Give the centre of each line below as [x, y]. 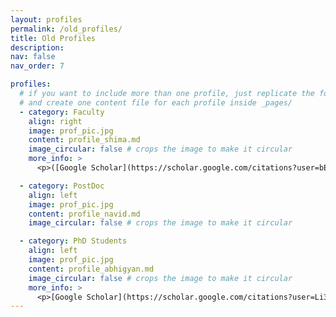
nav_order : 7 [37, 66]
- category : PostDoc [62, 186]
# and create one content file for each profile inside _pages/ [156, 102]
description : [37, 47]
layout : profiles [46, 19]
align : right [55, 121]
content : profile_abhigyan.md [91, 269]
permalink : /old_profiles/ [66, 29]
